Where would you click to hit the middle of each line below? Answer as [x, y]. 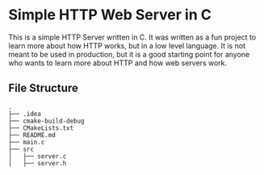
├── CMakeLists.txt [41, 128]
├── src [21, 149]
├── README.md [32, 135]
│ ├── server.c [38, 156]
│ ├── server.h [38, 163]
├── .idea [25, 114]
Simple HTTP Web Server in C [110, 15]
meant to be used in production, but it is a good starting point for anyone [129, 54]
